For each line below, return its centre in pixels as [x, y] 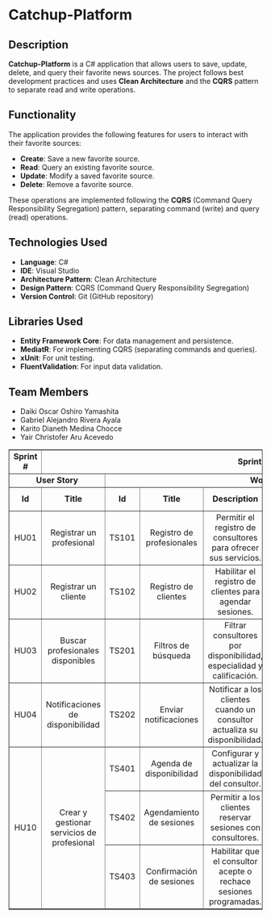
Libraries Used [46, 321]
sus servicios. [236, 558]
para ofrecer [236, 548]
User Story [57, 480]
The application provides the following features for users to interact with [128, 134]
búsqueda [172, 656]
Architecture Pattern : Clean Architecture [88, 279]
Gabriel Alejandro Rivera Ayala [70, 420]
